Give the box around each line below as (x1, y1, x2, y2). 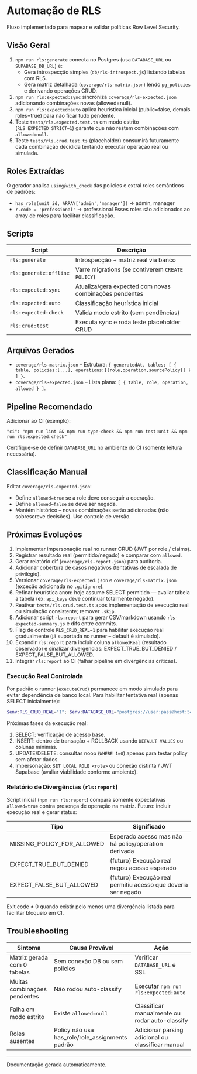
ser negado (109, 888, 141, 897)
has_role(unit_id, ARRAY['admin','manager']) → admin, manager (15, 199, 175, 206)
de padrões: (6, 188, 36, 195)
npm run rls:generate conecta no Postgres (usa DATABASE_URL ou (15, 56, 172, 63)
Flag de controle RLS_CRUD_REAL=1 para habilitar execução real (15, 626, 164, 633)
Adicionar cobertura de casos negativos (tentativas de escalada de (15, 564, 177, 571)
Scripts (6, 228, 34, 238)
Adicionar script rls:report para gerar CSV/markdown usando (15, 614, 166, 621)
